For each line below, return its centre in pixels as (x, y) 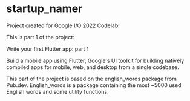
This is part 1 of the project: (40, 37)
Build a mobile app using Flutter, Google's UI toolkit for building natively (95, 60)
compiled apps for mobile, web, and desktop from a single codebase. (93, 67)
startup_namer (44, 9)
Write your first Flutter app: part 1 (47, 49)
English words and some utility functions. (57, 91)
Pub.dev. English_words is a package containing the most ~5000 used (94, 85)
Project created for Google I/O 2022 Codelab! (63, 25)
